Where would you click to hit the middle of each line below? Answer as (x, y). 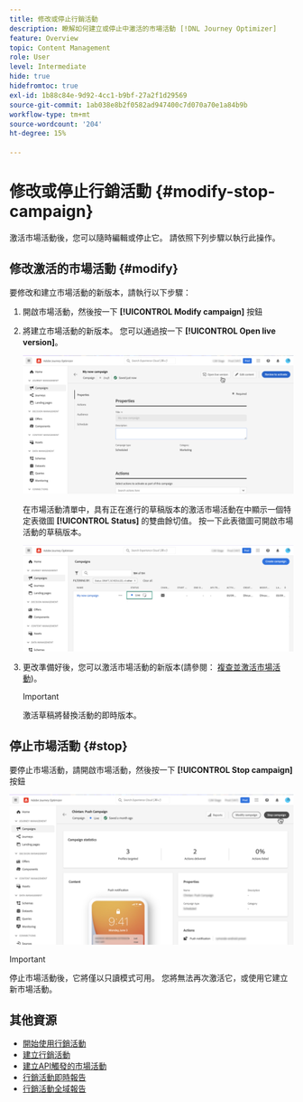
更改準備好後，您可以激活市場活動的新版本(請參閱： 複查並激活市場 (147, 667)
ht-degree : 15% (38, 134)
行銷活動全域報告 (54, 1088)
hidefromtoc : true (44, 86)
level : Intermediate (48, 67)
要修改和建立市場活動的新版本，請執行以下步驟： (100, 292)
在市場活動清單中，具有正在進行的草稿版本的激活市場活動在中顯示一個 (153, 510)
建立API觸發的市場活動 (64, 1066)
